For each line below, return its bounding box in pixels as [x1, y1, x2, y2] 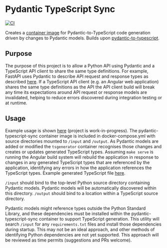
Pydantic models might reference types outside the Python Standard [5, 205, 146, 211]
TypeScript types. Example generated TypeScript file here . [5, 170, 126, 176]
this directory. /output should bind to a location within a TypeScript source [5, 190, 159, 196]
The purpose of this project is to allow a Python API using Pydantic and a [5, 62, 155, 68]
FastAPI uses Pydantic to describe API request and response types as [5, 73, 149, 79]
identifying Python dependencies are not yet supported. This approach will [5, 232, 159, 238]
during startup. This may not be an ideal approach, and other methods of [5, 226, 155, 233]
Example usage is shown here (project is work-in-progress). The [5, 127, 138, 133]
